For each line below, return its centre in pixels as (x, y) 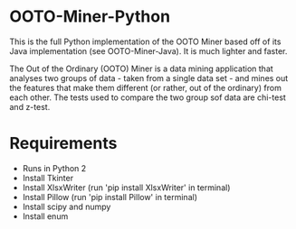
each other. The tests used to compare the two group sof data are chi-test (148, 97)
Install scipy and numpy (67, 206)
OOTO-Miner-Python (90, 17)
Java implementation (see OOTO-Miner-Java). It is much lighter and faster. (148, 50)
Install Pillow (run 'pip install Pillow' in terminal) (110, 197)
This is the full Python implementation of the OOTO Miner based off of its (145, 41)
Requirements (63, 144)
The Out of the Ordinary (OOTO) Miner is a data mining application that (141, 69)
